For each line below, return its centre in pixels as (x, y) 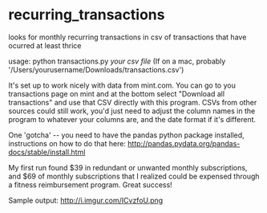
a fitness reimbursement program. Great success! (90, 184)
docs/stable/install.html (47, 152)
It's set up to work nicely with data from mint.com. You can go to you (122, 85)
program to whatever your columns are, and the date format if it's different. (132, 119)
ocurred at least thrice (45, 45)
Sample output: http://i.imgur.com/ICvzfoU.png (86, 200)
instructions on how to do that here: (67, 143)
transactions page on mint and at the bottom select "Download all (117, 93)
